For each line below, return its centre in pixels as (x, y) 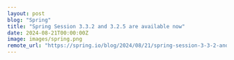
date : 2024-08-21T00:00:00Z (48, 33)
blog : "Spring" (29, 20)
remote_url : (24, 46)
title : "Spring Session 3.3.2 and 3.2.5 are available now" (96, 26)
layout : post (26, 13)
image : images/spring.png (45, 39)
